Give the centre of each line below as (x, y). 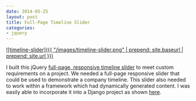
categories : (20, 28)
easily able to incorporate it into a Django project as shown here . (84, 92)
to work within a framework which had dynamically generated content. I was (98, 86)
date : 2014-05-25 (27, 11)
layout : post (22, 17)
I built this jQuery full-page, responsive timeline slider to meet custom (90, 67)
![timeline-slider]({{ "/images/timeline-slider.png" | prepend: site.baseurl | (95, 50)
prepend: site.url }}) (30, 56)
